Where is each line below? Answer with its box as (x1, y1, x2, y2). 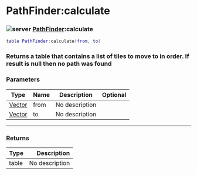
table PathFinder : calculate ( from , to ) (6, 38, 101, 45)
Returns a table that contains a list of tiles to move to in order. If (6, 52, 189, 60)
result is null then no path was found (6, 60, 112, 68)
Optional (101, 90, 127, 99)
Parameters (6, 75, 40, 83)
